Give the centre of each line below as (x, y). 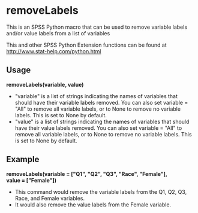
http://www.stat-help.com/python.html (54, 51)
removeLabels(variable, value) (45, 84)
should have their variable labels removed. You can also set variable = (101, 102)
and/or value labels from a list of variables (58, 33)
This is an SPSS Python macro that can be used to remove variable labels (97, 27)
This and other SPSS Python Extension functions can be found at (86, 45)
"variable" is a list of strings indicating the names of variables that (96, 96)
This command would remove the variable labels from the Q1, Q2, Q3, (101, 191)
